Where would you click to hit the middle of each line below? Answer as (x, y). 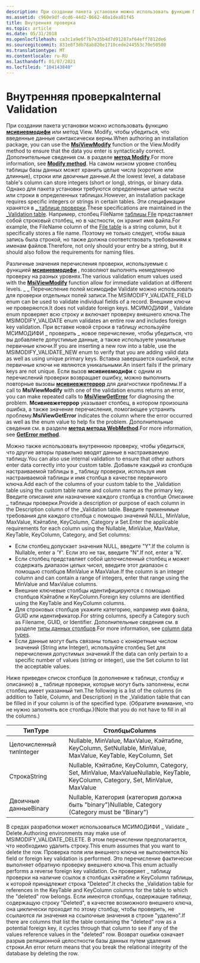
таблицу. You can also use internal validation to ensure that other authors (95, 459)
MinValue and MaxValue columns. (56, 584)
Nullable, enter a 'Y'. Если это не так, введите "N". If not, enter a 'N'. (99, 553)
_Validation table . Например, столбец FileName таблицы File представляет (100, 214)
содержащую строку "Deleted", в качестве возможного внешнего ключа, (100, 903)
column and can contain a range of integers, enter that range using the (101, 578)
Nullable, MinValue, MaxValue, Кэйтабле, (126, 741)
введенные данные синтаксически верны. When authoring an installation (97, 138)
